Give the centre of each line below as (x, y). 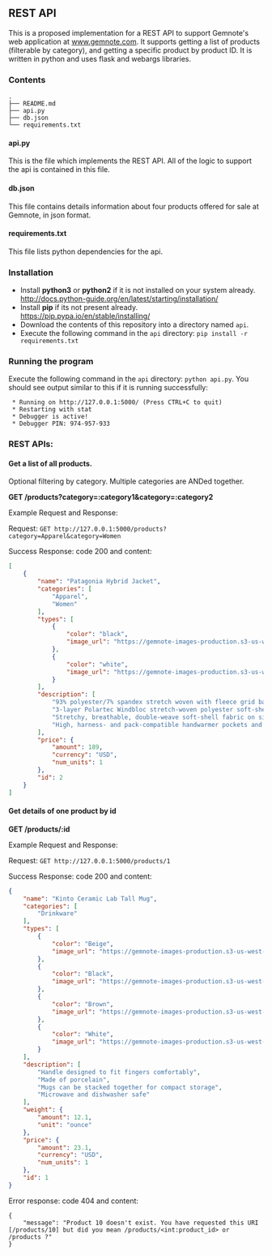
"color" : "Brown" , (83, 1004)
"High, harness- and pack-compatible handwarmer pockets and (157, 725)
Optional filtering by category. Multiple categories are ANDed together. (126, 481)
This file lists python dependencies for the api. (86, 252)
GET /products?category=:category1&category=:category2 (111, 497)
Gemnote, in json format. (50, 215)
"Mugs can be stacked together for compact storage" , (130, 1087)
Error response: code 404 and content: (74, 1201)
